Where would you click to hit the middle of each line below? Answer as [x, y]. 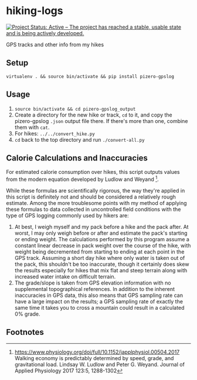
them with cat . [32, 127]
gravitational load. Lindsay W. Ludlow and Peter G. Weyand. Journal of [99, 364]
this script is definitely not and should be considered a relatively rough [91, 197]
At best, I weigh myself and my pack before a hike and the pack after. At [101, 227]
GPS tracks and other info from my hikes [55, 44]
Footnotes [25, 332]
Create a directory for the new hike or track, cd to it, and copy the [94, 115]
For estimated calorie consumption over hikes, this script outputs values [93, 172]
